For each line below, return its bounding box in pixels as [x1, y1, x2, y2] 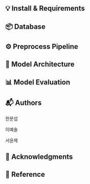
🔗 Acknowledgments [5, 153, 73, 161]
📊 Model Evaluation [5, 78, 71, 86]
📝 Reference [5, 170, 45, 179]
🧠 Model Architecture [5, 60, 75, 68]
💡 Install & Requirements [5, 4, 85, 13]
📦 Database [5, 22, 46, 31]
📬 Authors [5, 99, 42, 107]
